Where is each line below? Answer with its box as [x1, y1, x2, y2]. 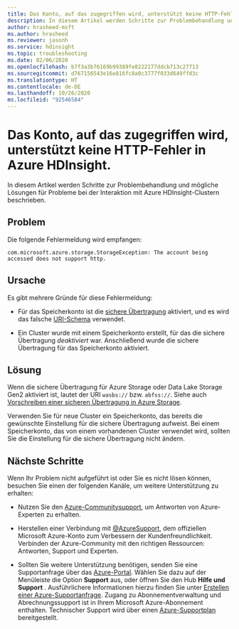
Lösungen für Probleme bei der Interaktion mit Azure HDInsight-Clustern [7, 188, 220, 196]
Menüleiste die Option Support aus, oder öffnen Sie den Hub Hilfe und [17, 576, 225, 584]
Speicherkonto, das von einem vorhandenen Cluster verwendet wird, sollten [7, 427, 230, 436]
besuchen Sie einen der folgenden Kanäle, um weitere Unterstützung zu [7, 481, 219, 490]
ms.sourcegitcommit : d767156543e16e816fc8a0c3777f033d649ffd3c [7, 70, 199, 77]
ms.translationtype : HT [7, 76, 78, 84]
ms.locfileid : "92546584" [7, 97, 84, 104]
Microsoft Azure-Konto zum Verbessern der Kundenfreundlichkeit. [17, 532, 213, 540]
